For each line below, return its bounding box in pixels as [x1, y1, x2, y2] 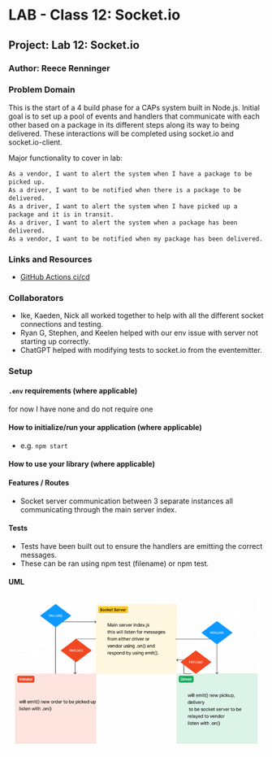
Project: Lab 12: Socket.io [8, 38, 140, 52]
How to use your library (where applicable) [8, 459, 156, 469]
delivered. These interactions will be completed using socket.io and [8, 128, 234, 138]
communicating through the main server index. [19, 504, 177, 514]
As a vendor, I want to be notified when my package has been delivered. [8, 234, 264, 243]
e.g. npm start [19, 441, 68, 450]
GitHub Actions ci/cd [19, 272, 91, 282]
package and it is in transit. [8, 210, 114, 219]
